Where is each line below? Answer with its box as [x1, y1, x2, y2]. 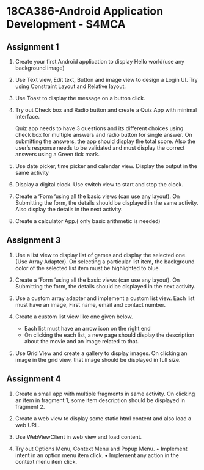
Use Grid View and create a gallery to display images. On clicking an [15, 350, 188, 357]
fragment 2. [15, 403, 45, 410]
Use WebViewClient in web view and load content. [15, 433, 142, 441]
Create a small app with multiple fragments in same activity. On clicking [15, 390, 195, 397]
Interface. [15, 113, 40, 120]
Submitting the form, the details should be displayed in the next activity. [15, 282, 196, 290]
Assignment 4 [6, 374, 61, 384]
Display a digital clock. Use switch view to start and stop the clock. [15, 181, 183, 188]
